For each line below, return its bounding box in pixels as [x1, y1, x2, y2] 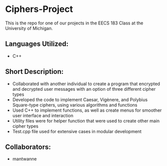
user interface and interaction [12, 112, 74, 118]
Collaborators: [5, 143, 51, 151]
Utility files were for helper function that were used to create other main [12, 118, 160, 124]
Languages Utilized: [5, 40, 69, 48]
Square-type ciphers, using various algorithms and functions [12, 102, 138, 108]
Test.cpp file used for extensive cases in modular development [12, 128, 142, 134]
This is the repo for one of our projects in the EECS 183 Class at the [5, 20, 144, 26]
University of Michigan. [5, 25, 53, 31]
